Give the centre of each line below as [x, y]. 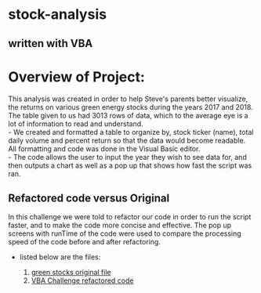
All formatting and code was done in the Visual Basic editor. [104, 148]
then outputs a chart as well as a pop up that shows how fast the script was [130, 165]
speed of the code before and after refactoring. [84, 242]
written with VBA [51, 43]
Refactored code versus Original [89, 198]
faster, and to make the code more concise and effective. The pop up [120, 226]
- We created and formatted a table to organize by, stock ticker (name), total [131, 132]
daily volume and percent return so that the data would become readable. [127, 140]
